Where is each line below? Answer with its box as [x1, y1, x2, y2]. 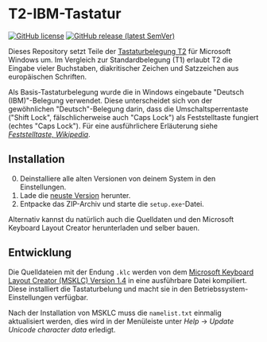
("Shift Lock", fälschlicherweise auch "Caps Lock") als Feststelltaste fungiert [8, 112, 259, 122]
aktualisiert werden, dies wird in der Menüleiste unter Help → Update [8, 316, 234, 326]
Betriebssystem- [193, 284, 249, 293]
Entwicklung [8, 246, 72, 259]
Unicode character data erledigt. [8, 325, 116, 334]
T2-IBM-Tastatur [8, 5, 122, 23]
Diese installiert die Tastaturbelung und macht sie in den [8, 284, 192, 293]
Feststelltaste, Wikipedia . [8, 129, 91, 139]
